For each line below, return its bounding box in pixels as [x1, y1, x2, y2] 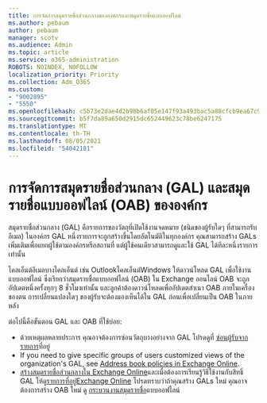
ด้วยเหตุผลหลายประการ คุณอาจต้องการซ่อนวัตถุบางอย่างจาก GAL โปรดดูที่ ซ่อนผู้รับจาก [19, 332, 249, 342]
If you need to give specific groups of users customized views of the [19, 351, 245, 360]
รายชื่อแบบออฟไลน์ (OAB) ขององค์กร [8, 196, 208, 214]
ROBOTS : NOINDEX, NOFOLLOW [8, 63, 98, 71]
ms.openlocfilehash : [8, 108, 77, 116]
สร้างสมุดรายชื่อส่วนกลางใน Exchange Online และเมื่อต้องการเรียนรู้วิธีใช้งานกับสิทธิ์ [19, 367, 244, 377]
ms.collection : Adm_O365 [8, 78, 91, 86]
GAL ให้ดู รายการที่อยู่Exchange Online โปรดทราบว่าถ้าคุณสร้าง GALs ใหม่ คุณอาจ [19, 376, 248, 386]
